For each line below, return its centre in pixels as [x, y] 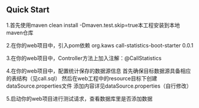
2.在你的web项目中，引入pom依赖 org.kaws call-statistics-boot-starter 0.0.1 [100, 45]
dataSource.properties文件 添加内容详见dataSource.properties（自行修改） [99, 86]
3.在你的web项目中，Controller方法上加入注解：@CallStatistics [84, 58]
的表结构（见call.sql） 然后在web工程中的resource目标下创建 [82, 78]
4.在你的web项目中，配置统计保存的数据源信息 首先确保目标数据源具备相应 [99, 71]
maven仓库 [20, 32]
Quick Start [28, 10]
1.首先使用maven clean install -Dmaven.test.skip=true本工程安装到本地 [93, 25]
